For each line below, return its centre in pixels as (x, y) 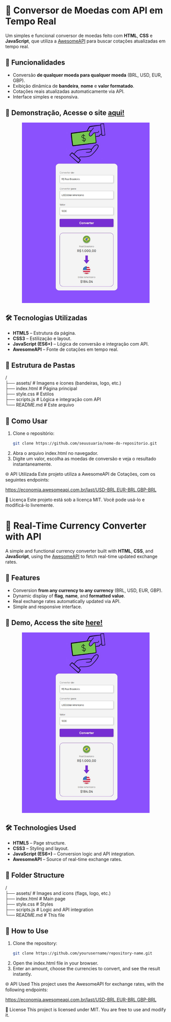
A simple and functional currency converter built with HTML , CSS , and (79, 551)
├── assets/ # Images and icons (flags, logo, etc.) (58, 893)
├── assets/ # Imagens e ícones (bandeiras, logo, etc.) (63, 383)
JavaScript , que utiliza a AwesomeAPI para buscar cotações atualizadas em (86, 41)
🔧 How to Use (27, 931)
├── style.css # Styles (29, 904)
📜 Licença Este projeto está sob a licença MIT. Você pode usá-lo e (75, 500)
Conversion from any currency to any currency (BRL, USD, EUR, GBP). (88, 590)
